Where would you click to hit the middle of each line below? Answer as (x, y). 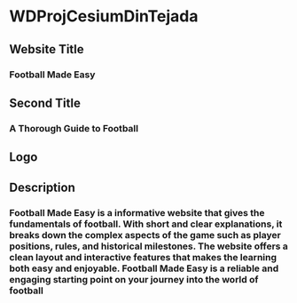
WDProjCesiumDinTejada (104, 16)
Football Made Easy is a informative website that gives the (137, 212)
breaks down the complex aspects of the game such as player (145, 235)
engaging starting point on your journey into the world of (134, 279)
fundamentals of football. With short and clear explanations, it (146, 224)
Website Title (47, 49)
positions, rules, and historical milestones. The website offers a (148, 246)
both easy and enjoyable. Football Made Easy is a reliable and (144, 268)
